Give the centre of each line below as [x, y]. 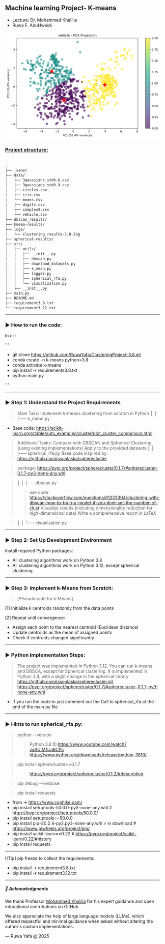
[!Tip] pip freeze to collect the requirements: [50, 858]
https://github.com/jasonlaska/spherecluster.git [65, 681]
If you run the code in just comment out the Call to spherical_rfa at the [83, 701]
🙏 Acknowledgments [27, 889]
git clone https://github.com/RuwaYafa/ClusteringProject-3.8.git [77, 355]
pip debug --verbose [38, 783]
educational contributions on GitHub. [42, 906]
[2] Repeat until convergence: [35, 618]
